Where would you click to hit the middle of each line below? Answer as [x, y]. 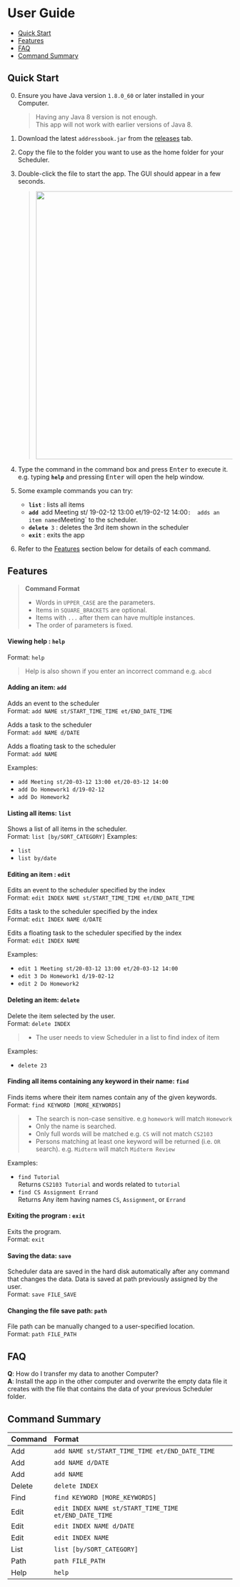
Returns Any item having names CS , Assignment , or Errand [101, 1199]
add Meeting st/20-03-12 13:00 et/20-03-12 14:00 [93, 782]
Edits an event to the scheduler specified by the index [86, 890]
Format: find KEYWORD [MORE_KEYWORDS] [64, 1105]
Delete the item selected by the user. [61, 1015]
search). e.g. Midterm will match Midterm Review [105, 1149]
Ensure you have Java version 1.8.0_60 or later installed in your [111, 95]
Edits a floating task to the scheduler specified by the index [95, 933]
